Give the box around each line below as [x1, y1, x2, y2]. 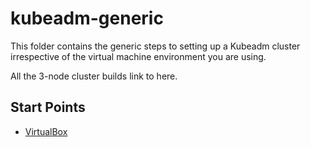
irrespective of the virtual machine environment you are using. [10, 50, 267, 62]
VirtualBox [24, 125, 68, 137]
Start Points [10, 99, 86, 116]
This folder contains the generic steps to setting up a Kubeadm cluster [10, 40, 301, 52]
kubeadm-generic [10, 7, 164, 30]
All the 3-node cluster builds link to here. [10, 70, 178, 82]
